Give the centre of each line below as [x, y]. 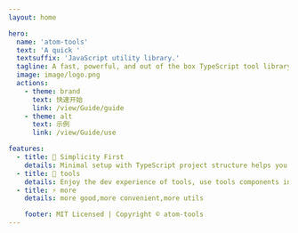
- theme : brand [52, 91]
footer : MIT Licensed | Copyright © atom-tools [114, 214]
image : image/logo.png [58, 75]
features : [27, 149]
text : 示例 [51, 125]
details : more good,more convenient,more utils [114, 198]
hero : [18, 33]
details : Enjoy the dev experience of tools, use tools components [152, 182]
